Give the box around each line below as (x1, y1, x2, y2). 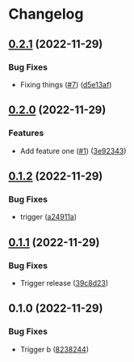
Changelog (8, 5, 84, 23)
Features (8, 127, 44, 138)
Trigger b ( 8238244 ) (19, 344, 90, 354)
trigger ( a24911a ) (19, 212, 77, 222)
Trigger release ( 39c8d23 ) (19, 278, 109, 287)
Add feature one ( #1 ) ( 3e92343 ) (19, 146, 127, 155)
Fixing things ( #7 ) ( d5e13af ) (19, 79, 112, 89)
